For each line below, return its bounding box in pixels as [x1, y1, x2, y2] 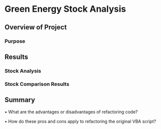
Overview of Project [4, 23, 67, 31]
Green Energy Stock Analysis [4, 3, 126, 15]
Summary [4, 96, 35, 104]
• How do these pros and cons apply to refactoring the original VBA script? [4, 118, 157, 124]
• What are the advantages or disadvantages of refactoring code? [4, 109, 138, 115]
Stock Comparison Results [4, 80, 70, 87]
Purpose [4, 38, 26, 45]
